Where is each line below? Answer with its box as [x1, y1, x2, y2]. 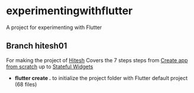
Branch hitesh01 [6, 41, 67, 51]
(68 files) [14, 81, 37, 88]
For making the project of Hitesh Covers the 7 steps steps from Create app [6, 56, 188, 63]
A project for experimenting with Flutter [6, 24, 102, 31]
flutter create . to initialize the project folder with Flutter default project [14, 74, 188, 81]
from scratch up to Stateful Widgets [6, 63, 93, 70]
